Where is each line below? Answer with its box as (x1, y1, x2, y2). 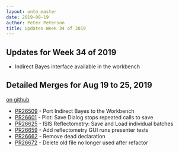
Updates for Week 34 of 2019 (6, 47, 117, 57)
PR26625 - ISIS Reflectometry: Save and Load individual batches (14, 120, 174, 127)
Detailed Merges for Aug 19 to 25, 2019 (6, 80, 152, 90)
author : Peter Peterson (6, 20, 65, 26)
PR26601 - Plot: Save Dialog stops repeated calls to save (14, 113, 154, 121)
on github (6, 96, 30, 103)
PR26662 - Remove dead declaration (14, 132, 106, 140)
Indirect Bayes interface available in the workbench (14, 63, 140, 70)
